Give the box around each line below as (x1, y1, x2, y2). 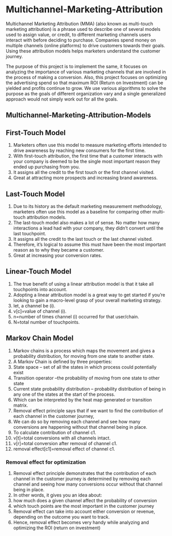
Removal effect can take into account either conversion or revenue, (13, 508, 156, 514)
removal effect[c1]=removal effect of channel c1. (13, 446, 115, 452)
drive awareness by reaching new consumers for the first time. (13, 147, 146, 154)
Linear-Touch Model (6, 267, 72, 276)
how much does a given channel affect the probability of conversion (13, 497, 158, 504)
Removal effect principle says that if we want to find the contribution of (13, 407, 163, 414)
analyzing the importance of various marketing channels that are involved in (6, 68, 166, 75)
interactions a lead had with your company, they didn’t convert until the (13, 225, 163, 231)
